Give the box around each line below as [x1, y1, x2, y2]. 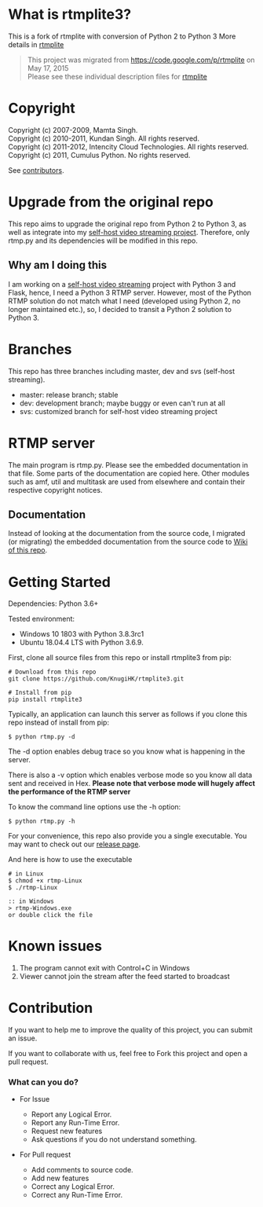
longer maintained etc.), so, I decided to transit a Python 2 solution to [8, 304, 232, 314]
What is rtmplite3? [8, 6, 132, 24]
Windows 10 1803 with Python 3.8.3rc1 [19, 629, 144, 639]
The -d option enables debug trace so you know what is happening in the [8, 747, 246, 756]
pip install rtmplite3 [8, 695, 82, 704]
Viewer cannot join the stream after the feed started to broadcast [19, 972, 230, 981]
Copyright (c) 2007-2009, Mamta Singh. [8, 125, 138, 134]
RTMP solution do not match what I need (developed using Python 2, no [8, 296, 241, 306]
